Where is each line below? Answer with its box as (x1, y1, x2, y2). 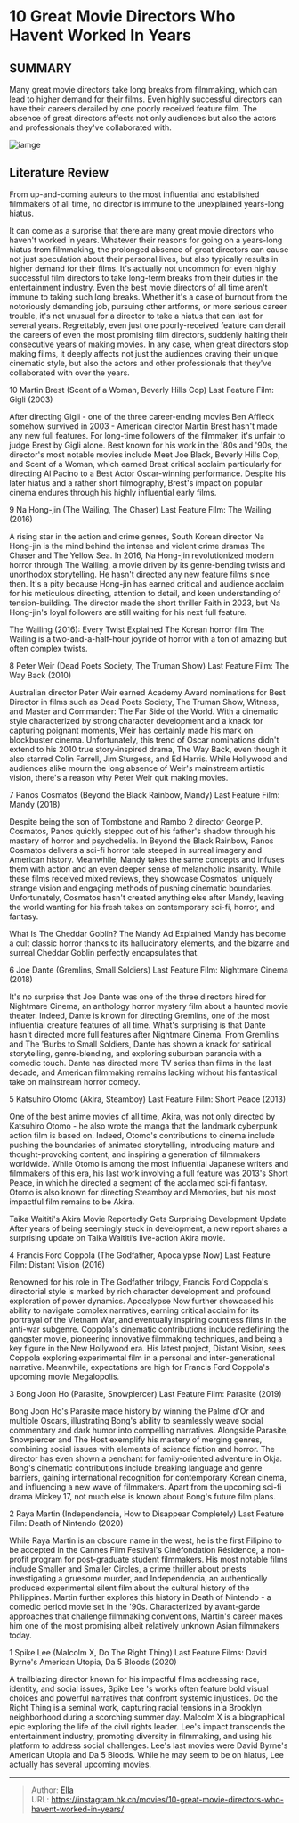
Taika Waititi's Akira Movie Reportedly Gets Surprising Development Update (9, 1213, 287, 1224)
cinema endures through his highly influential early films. (9, 487, 217, 497)
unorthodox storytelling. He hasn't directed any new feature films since (9, 569, 270, 579)
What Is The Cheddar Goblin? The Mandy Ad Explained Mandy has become (9, 928, 287, 939)
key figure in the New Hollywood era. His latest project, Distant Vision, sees (9, 1343, 287, 1353)
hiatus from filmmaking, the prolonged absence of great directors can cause (9, 243, 289, 255)
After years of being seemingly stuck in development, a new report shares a (9, 1223, 287, 1234)
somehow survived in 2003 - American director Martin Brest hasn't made (9, 421, 278, 431)
